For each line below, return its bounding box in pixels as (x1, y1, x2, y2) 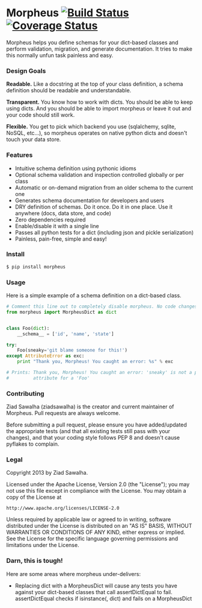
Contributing (6, 389, 44, 397)
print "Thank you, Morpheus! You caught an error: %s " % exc (17, 359, 173, 365)
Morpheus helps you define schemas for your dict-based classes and (6, 39, 179, 46)
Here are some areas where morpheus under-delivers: (6, 570, 141, 577)
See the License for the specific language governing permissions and (6, 535, 179, 542)
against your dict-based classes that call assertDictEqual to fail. (14, 588, 173, 595)
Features (6, 151, 33, 159)
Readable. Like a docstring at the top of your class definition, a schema (6, 80, 183, 87)
